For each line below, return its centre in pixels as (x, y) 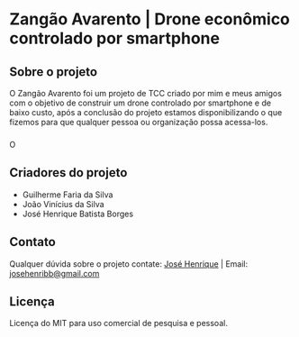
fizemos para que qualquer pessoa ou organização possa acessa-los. (139, 122)
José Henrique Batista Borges (77, 214)
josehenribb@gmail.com (54, 273)
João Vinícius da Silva (63, 204)
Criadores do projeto (68, 173)
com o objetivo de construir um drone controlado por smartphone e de (140, 103)
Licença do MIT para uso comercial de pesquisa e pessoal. (118, 323)
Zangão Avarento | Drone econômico (150, 19)
